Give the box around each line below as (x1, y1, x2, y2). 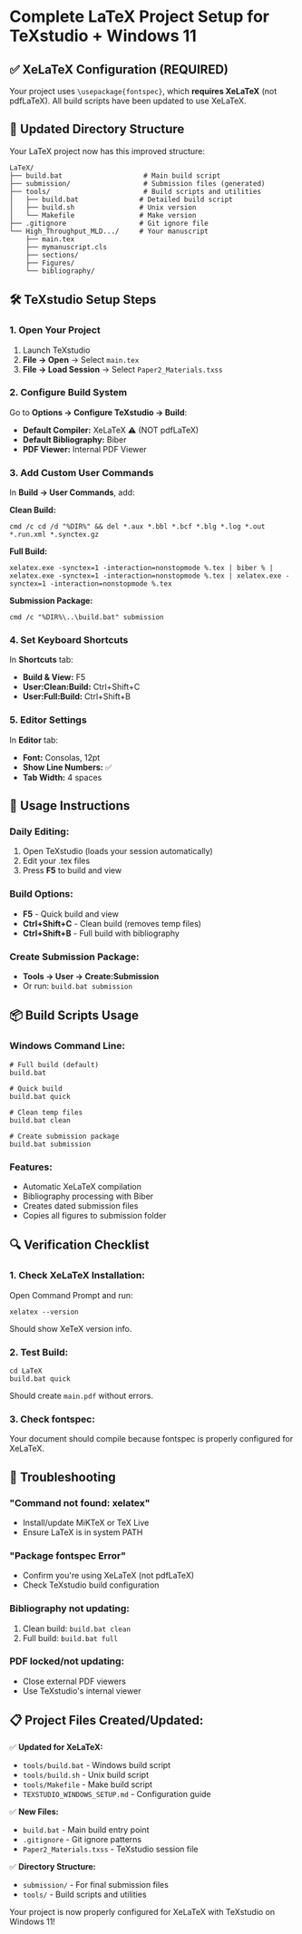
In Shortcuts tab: (9, 655, 74, 666)
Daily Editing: (9, 825, 70, 838)
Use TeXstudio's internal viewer (22, 1685, 141, 1696)
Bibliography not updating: (9, 1602, 130, 1615)
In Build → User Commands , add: (9, 487, 135, 498)
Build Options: (9, 888, 74, 900)
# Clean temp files (9, 1108, 83, 1117)
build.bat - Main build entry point (22, 1824, 150, 1835)
